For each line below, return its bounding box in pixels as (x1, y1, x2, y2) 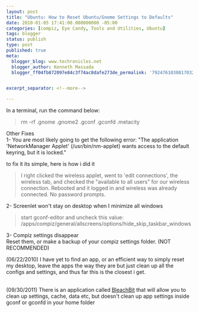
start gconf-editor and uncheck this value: (20, 214, 124, 221)
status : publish (6, 36, 46, 42)
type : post (6, 42, 33, 48)
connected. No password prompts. (20, 191, 106, 198)
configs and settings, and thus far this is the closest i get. (6, 269, 146, 276)
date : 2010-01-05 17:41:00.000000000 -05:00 (6, 20, 118, 26)
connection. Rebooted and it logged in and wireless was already (20, 185, 178, 192)
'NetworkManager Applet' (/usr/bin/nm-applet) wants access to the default (6, 143, 190, 150)
